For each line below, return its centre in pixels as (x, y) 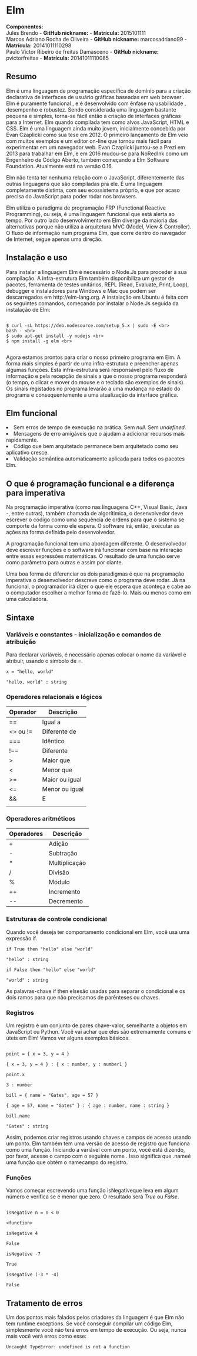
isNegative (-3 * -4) (33, 1275)
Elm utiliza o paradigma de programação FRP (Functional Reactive (86, 208)
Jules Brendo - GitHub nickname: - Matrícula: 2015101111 (76, 32)
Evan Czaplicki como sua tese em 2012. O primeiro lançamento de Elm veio (97, 135)
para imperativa (36, 493)
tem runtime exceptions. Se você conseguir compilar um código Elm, (89, 1324)
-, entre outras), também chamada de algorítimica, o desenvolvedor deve (95, 514)
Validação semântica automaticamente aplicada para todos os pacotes (99, 459)
